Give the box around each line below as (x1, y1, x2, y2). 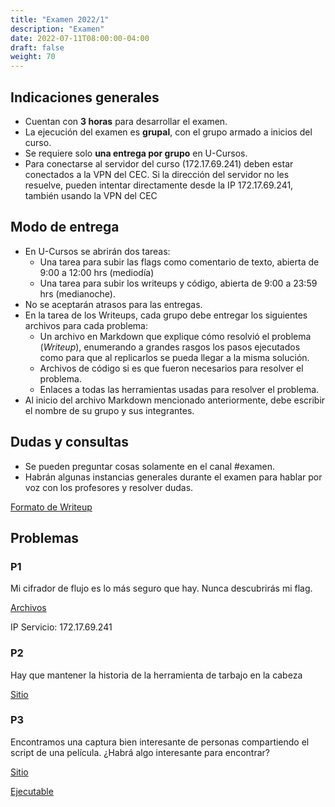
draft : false (10, 42, 65, 53)
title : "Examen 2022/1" (10, 14, 110, 25)
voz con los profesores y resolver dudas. (24, 481, 194, 493)
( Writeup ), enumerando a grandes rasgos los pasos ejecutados (39, 341, 301, 353)
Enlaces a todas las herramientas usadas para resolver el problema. (39, 383, 320, 395)
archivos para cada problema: (24, 319, 148, 331)
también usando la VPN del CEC (24, 189, 158, 201)
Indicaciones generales (10, 89, 160, 106)
